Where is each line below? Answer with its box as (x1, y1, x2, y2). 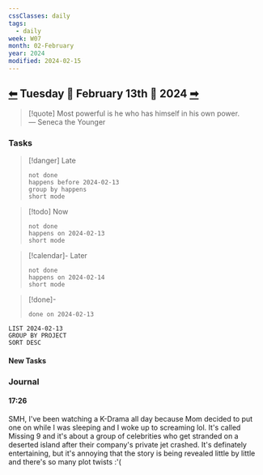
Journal (8, 375, 40, 387)
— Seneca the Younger (28, 117, 106, 126)
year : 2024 (8, 49, 45, 57)
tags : (8, 19, 27, 28)
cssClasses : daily (8, 11, 70, 20)
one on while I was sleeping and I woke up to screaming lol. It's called (8, 422, 241, 432)
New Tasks (8, 355, 47, 365)
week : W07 (8, 34, 42, 43)
